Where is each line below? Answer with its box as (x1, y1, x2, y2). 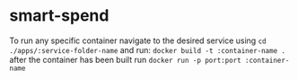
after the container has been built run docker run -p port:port (9, 54, 241, 65)
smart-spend (9, 5, 110, 26)
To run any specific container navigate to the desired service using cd (9, 35, 267, 46)
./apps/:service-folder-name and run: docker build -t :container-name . (9, 44, 285, 55)
